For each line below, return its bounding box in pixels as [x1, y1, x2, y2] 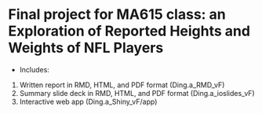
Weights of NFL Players [8, 39, 164, 57]
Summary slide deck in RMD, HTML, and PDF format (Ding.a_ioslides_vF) [19, 88, 255, 97]
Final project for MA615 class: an [8, 6, 226, 24]
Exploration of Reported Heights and [8, 22, 251, 40]
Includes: [19, 64, 49, 74]
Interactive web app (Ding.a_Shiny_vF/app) [19, 97, 158, 106]
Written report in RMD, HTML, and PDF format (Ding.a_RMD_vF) [19, 80, 225, 90]
